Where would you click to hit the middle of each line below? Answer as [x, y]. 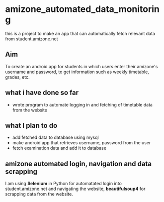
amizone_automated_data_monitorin [82, 9]
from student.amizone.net [32, 39]
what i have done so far [42, 93]
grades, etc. [17, 77]
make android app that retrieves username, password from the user [82, 143]
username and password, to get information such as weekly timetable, [77, 72]
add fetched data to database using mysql [55, 137]
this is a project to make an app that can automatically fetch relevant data [80, 33]
